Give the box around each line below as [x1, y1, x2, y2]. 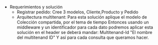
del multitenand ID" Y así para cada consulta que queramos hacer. [16, 34, 149, 40]
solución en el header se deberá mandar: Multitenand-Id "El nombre [16, 30, 153, 35]
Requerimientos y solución [9, 4, 63, 10]
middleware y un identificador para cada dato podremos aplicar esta [16, 24, 153, 30]
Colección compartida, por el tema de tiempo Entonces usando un [16, 19, 149, 25]
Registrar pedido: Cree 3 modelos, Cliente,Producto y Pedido [16, 9, 139, 15]
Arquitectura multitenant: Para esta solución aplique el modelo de [16, 14, 147, 20]
